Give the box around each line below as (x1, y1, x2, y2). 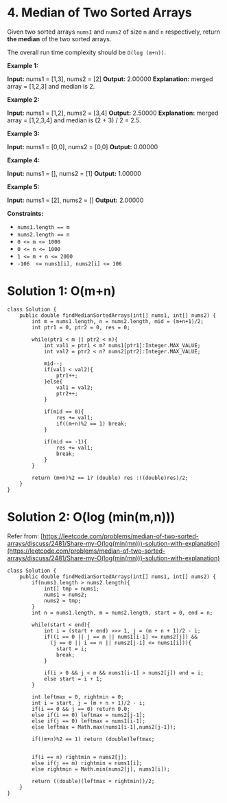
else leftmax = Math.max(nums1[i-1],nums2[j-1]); (32, 723, 176, 730)
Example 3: (7, 129, 40, 137)
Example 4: (7, 156, 40, 164)
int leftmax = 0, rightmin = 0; (32, 693, 125, 701)
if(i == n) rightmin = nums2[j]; (32, 753, 128, 760)
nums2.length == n (16, 231, 70, 238)
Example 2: (7, 95, 40, 104)
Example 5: (7, 182, 40, 190)
